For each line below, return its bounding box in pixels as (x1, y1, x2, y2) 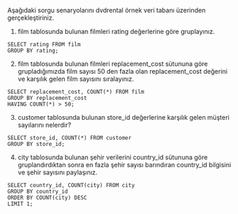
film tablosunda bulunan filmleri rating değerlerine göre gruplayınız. (17, 28, 215, 35)
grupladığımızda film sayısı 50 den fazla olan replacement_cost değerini (17, 67, 228, 75)
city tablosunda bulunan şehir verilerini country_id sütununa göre (17, 153, 208, 162)
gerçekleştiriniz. (7, 13, 55, 22)
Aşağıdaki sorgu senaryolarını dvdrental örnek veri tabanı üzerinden (7, 6, 206, 14)
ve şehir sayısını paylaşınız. (17, 168, 98, 176)
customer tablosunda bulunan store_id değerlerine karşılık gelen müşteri (17, 113, 229, 121)
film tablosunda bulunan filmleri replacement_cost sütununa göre (17, 60, 208, 68)
